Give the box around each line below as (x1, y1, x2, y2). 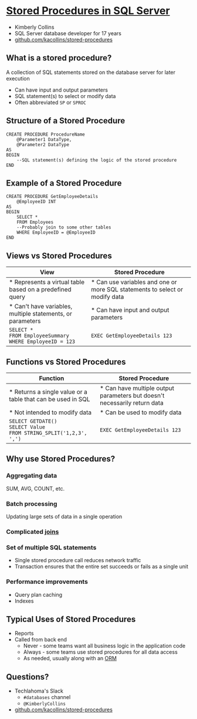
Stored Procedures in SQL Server (6, 4, 170, 18)
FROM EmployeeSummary (9, 332, 69, 339)
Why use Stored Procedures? (6, 454, 116, 464)
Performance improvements (6, 577, 88, 586)
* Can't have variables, (9, 303, 73, 311)
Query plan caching (14, 591, 63, 598)
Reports (14, 630, 34, 637)
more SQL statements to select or (90, 285, 184, 294)
